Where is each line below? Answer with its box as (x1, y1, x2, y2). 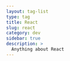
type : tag (6, 14, 31, 20)
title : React (6, 19, 38, 25)
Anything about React (11, 46, 65, 52)
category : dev (6, 30, 41, 36)
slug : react (6, 24, 35, 31)
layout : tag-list (6, 8, 49, 15)
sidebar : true (6, 35, 41, 41)
